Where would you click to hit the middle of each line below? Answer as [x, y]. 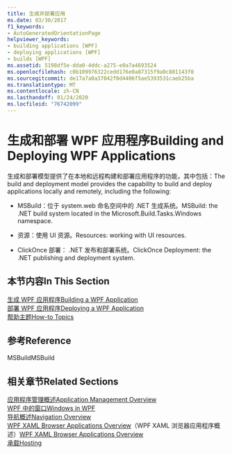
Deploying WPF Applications [91, 156]
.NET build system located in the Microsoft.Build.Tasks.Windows [109, 213]
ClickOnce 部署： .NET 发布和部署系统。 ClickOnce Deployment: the [114, 250]
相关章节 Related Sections [63, 381]
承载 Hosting [25, 443]
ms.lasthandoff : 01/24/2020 [48, 98]
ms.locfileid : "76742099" [44, 104]
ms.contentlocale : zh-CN [43, 91]
